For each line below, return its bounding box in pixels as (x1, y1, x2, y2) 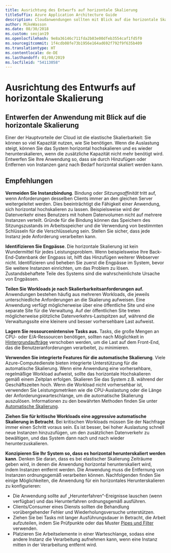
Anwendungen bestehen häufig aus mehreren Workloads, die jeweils (5, 291, 150, 297)
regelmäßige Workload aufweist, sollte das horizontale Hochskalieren (5, 371, 151, 377)
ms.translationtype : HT (5, 45, 56, 51)
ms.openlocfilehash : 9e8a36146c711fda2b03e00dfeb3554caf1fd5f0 (5, 36, 142, 41)
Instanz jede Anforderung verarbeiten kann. (5, 234, 97, 240)
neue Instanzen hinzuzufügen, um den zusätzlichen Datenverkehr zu (5, 430, 150, 436)
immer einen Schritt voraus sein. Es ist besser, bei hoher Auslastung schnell (5, 424, 164, 430)
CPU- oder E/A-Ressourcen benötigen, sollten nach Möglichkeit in (5, 334, 144, 340)
